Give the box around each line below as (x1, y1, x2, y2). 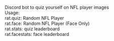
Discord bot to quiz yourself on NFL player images (5, 5, 109, 10)
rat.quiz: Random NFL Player (5, 15, 64, 21)
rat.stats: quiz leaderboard (5, 26, 60, 32)
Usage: (5, 10, 20, 16)
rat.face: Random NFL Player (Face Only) (5, 20, 90, 26)
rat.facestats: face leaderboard (5, 31, 69, 37)
